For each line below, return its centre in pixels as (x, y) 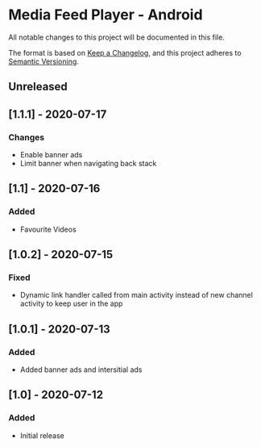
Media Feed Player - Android (106, 15)
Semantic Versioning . (43, 61)
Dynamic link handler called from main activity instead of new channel (137, 295)
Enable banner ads (51, 155)
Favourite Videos (48, 229)
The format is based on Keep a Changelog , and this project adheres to (125, 52)
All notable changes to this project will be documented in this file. (117, 37)
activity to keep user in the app (71, 303)
